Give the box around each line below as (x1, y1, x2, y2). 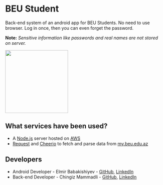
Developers (5, 155, 42, 164)
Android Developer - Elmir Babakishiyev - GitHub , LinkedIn (12, 168, 134, 174)
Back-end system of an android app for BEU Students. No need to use (5, 20, 150, 26)
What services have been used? (5, 122, 108, 131)
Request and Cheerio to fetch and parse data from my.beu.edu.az (12, 140, 148, 146)
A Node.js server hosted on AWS (12, 135, 81, 141)
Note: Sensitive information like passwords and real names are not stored (5, 35, 158, 41)
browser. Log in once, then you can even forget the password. (5, 25, 134, 31)
